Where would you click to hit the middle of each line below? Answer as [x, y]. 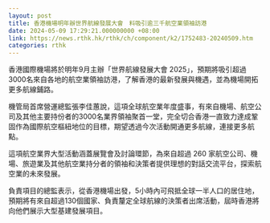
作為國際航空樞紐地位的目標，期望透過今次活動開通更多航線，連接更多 [131, 127]
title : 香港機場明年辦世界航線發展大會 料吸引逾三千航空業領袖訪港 [108, 23]
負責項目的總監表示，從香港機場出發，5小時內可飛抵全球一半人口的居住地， [134, 191]
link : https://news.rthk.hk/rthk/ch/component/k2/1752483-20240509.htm [131, 38]
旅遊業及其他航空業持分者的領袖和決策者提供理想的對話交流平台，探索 [138, 164]
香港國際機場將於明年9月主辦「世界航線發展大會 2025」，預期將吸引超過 [127, 70]
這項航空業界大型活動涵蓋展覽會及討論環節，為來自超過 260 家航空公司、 [129, 154]
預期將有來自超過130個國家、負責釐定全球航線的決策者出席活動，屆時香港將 [134, 201]
